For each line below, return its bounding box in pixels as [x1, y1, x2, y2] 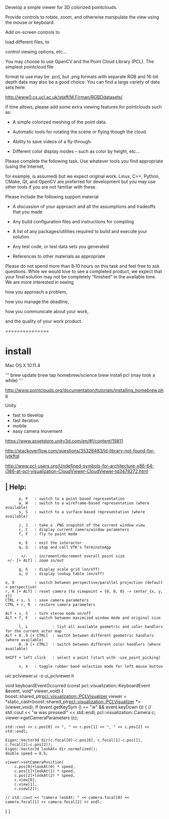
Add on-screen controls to [5, 29, 60, 35]
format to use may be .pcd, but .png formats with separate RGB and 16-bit [5, 74, 158, 80]
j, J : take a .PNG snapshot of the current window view [18, 522, 145, 528]
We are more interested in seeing [5, 279, 74, 285]
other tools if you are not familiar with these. [5, 184, 97, 190]
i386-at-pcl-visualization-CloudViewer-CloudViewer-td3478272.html [5, 468, 148, 474]
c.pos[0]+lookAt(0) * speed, [14, 764, 75, 769]
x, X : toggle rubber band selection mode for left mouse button [18, 664, 163, 669]
